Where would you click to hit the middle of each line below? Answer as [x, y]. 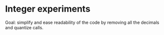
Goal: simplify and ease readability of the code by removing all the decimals [82, 22]
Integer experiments [48, 9]
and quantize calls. [24, 27]
